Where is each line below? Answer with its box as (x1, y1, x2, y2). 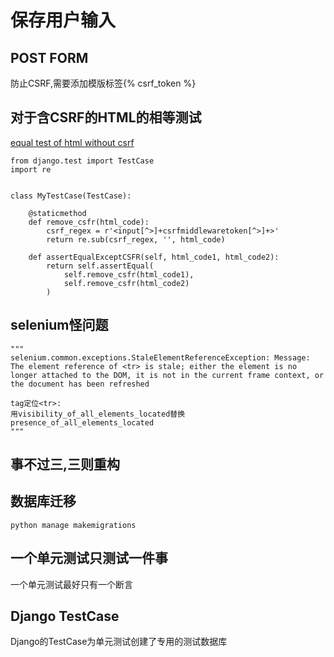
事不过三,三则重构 (10, 456, 121, 473)
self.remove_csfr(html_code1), (63, 269, 195, 280)
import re (10, 164, 52, 175)
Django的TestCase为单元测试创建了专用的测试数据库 (10, 636, 228, 648)
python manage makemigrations (10, 520, 137, 530)
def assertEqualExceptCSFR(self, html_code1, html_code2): (28, 252, 280, 262)
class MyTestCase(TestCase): (10, 191, 132, 201)
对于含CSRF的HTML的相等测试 (10, 109, 202, 126)
